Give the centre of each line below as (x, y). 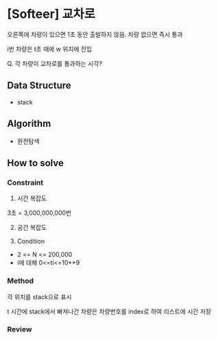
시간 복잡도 (32, 198)
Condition (31, 242)
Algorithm (29, 124)
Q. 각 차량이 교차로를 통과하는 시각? (55, 63)
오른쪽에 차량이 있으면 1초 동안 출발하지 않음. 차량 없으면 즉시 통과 (95, 34)
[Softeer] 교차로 (51, 14)
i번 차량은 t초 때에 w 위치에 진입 (50, 49)
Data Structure (39, 85)
